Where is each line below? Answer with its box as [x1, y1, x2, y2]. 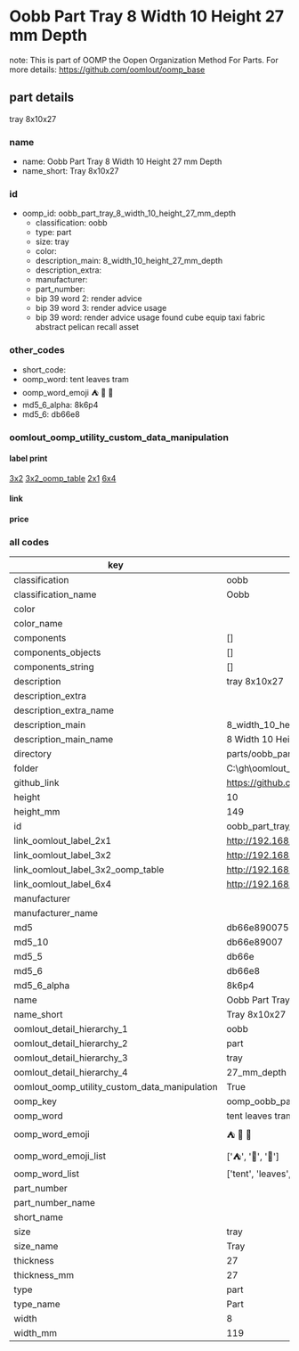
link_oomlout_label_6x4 [13, 878, 112, 890]
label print [9, 453, 48, 464]
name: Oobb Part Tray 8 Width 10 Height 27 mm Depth [21, 156, 222, 167]
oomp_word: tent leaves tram [21, 373, 129, 384]
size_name [13, 1240, 59, 1253]
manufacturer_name [13, 907, 99, 920]
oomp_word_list [13, 1167, 80, 1180]
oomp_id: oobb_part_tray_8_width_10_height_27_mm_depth [21, 208, 237, 219]
